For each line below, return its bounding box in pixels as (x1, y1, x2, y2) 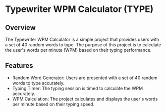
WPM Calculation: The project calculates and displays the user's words (12, 96, 158, 102)
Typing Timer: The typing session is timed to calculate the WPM (12, 85, 143, 91)
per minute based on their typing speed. (12, 101, 95, 107)
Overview (5, 23, 36, 32)
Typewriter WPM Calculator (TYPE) (5, 3, 154, 15)
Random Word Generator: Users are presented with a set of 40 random (12, 75, 158, 81)
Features (5, 61, 33, 70)
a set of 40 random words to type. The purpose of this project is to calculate (5, 42, 161, 48)
